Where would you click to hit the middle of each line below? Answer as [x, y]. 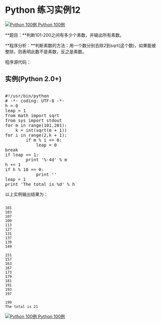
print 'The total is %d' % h [40, 184]
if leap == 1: [22, 155]
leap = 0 [46, 145]
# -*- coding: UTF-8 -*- [35, 101]
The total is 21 [22, 307]
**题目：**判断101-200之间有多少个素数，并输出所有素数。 [65, 35]
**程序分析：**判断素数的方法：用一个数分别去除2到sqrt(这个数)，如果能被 [80, 45]
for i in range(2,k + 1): [36, 135]
